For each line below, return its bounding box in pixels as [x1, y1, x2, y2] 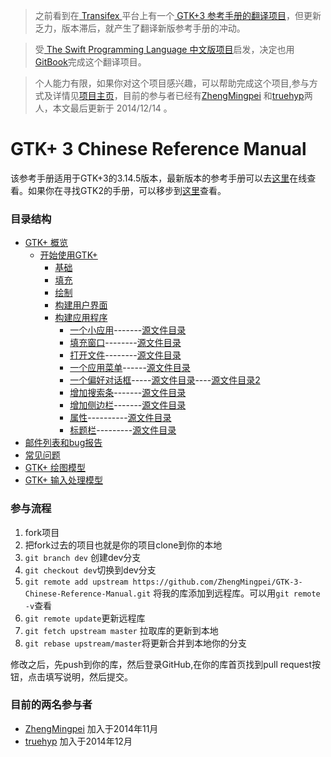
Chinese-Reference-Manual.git [24, 589, 152, 599]
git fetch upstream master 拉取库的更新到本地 [24, 624, 219, 636]
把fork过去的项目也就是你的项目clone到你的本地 [24, 539, 223, 551]
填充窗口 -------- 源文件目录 [69, 337, 182, 349]
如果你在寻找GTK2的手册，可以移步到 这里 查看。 [27, 184, 227, 196]
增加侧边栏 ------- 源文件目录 [69, 399, 187, 411]
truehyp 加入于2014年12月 [24, 735, 133, 747]
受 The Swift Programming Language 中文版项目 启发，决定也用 [34, 44, 295, 55]
